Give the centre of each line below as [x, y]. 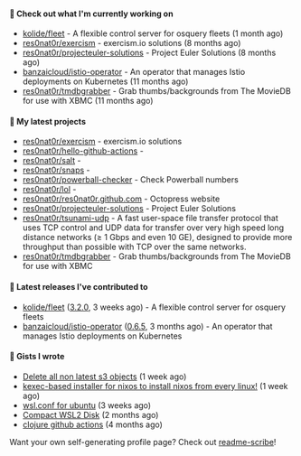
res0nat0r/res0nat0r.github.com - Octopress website [121, 199]
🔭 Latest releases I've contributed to [79, 287]
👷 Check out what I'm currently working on [91, 14]
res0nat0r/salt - [52, 161]
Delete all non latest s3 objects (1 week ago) [104, 377]
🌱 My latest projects [47, 121]
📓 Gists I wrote [37, 357]
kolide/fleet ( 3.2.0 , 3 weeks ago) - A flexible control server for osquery [154, 307]
